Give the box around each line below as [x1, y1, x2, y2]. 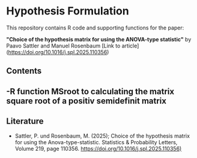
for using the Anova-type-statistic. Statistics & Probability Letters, [14, 138, 178, 145]
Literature [6, 116, 44, 127]
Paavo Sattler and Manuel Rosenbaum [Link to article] [6, 42, 139, 49]
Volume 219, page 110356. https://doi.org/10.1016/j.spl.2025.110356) [14, 145, 182, 152]
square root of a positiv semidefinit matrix [6, 96, 167, 106]
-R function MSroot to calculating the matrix [6, 86, 175, 97]
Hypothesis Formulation [6, 4, 129, 18]
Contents [6, 66, 42, 76]
